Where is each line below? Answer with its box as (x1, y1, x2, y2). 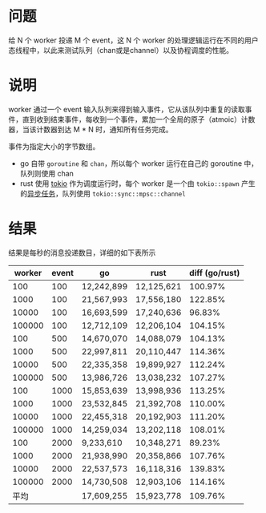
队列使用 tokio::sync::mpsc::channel (62, 188, 186, 198)
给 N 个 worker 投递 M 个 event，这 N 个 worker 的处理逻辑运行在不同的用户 (8, 35, 259, 45)
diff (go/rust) (189, 267, 240, 278)
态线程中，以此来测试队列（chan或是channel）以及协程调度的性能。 (8, 45, 234, 55)
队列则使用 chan (19, 168, 75, 178)
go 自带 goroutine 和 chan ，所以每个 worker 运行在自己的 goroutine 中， (19, 158, 259, 168)
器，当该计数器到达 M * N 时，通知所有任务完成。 (8, 124, 173, 134)
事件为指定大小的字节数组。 (8, 141, 100, 151)
